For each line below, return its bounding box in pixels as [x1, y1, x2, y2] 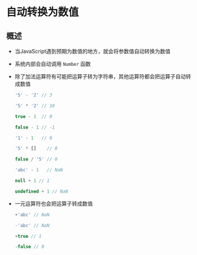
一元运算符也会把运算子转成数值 [14, 200, 93, 207]
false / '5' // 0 [14, 157, 58, 162]
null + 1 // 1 [14, 178, 50, 184]
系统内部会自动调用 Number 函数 [14, 60, 91, 67]
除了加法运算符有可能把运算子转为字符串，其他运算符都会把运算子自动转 [14, 73, 191, 80]
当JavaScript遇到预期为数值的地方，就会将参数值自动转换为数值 [14, 48, 171, 55]
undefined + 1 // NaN [14, 188, 69, 195]
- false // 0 [14, 244, 44, 250]
